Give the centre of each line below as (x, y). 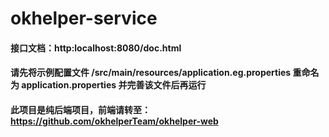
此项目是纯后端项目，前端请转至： (80, 109)
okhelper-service (84, 18)
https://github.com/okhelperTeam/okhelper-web (114, 121)
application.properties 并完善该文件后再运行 (114, 85)
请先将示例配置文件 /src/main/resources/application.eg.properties (151, 73)
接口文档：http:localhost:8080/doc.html (96, 48)
